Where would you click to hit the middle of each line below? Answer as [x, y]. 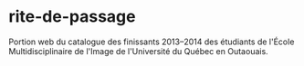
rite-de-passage [72, 17]
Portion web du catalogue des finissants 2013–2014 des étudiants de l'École [152, 42]
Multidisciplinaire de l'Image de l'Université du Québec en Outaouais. [138, 51]
